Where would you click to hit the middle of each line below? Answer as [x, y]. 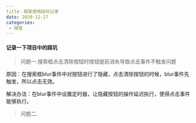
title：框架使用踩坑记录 [32, 11]
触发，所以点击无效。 [32, 82]
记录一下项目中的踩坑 [32, 47]
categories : [21, 22]
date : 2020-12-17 [27, 17]
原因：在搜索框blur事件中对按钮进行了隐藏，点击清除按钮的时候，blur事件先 [98, 74]
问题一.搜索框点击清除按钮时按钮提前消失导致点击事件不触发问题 [98, 62]
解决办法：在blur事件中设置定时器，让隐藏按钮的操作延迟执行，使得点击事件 [98, 94]
